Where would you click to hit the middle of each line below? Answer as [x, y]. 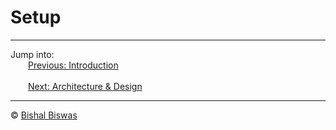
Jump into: [32, 54]
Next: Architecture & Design [85, 86]
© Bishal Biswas [44, 115]
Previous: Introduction [73, 65]
